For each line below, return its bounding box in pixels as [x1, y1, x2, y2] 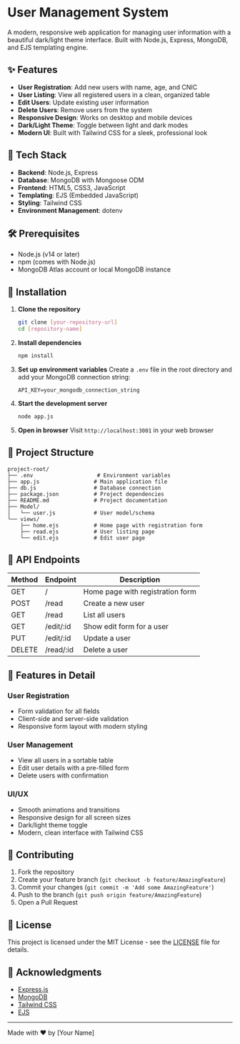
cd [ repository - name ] [17, 326, 83, 333]
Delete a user [83, 645, 129, 655]
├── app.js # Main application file [7, 478, 168, 485]
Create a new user [83, 598, 145, 608]
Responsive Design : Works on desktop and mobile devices [17, 113, 193, 121]
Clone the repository [17, 305, 81, 314]
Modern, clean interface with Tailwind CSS [17, 828, 144, 837]
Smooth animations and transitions [17, 805, 120, 814]
